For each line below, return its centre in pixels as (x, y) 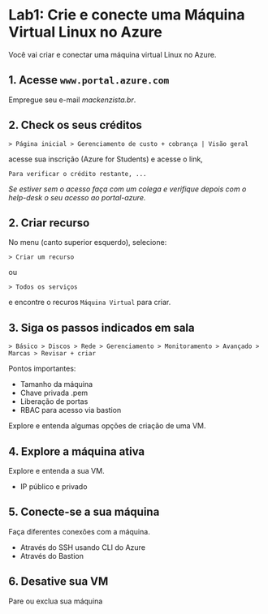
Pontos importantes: (42, 369)
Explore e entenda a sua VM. (56, 471)
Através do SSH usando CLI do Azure (83, 547)
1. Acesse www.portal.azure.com (89, 80)
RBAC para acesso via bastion (71, 410)
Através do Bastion (52, 556)
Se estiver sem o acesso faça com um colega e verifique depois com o (128, 189)
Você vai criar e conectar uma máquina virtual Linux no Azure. (112, 54)
